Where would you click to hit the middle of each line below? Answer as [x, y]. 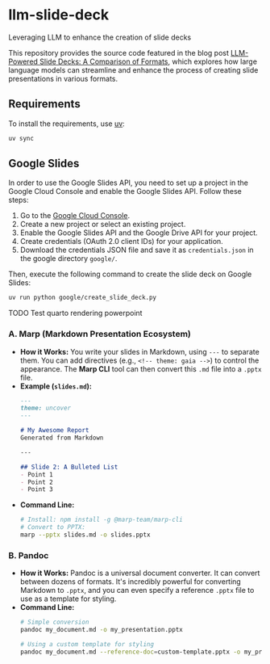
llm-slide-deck [59, 15]
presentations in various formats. [63, 78]
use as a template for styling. [68, 599]
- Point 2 [37, 482]
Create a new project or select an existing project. [103, 225]
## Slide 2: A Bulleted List [69, 467]
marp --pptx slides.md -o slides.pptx [85, 535]
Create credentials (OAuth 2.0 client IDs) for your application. [121, 242]
